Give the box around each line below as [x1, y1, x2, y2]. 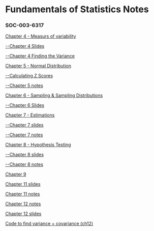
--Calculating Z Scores [5, 73, 53, 79]
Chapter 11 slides [5, 181, 41, 187]
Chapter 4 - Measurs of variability [5, 33, 76, 39]
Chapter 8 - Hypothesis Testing [5, 141, 71, 148]
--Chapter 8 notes [5, 161, 43, 167]
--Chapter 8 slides [5, 152, 44, 158]
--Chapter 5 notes [5, 82, 43, 89]
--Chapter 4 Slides [5, 43, 45, 49]
